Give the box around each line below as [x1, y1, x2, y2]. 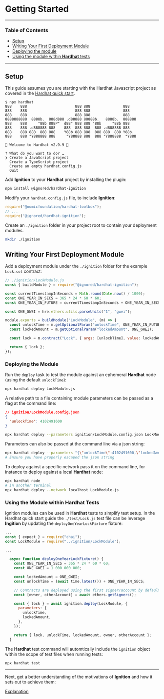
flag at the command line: [5, 400, 57, 406]
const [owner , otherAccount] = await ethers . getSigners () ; [14, 592, 137, 597]
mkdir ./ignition [5, 237, 41, 242]
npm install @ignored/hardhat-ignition [5, 186, 86, 191]
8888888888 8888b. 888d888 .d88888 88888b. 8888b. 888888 [5, 117, 137, 122]
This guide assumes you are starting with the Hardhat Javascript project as [5, 85, 156, 91]
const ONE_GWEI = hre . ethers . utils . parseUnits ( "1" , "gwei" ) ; [5, 309, 132, 314]
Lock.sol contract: [5, 268, 42, 274]
